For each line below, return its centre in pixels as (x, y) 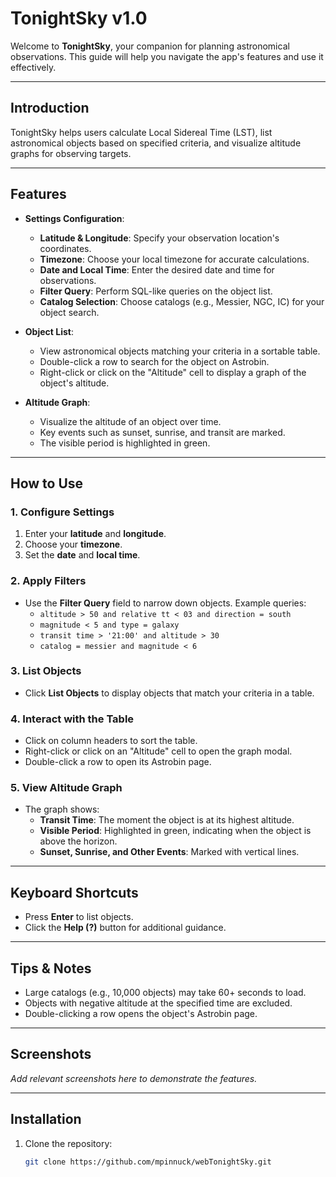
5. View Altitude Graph (66, 788)
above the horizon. (78, 841)
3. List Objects (46, 671)
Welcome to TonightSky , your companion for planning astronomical (150, 46)
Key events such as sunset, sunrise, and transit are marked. (162, 432)
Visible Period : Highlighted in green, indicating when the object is (175, 831)
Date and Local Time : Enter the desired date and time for (157, 269)
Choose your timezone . (73, 544)
